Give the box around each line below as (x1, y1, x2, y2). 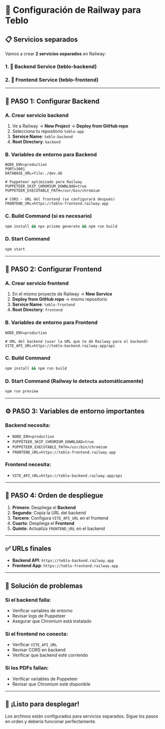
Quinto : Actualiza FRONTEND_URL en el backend (12, 526, 105, 531)
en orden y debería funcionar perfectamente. (5, 718, 97, 724)
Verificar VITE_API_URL (12, 642, 57, 648)
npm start (5, 246, 26, 251)
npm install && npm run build (5, 365, 67, 371)
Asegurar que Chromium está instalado (12, 618, 92, 624)
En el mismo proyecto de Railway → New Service (12, 291, 112, 297)
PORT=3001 (5, 166, 26, 172)
